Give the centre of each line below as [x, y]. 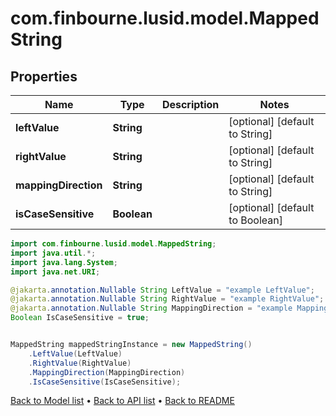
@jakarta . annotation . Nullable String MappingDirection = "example [151, 308]
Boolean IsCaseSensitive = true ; [80, 318]
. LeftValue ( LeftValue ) [75, 353]
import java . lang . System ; [64, 262]
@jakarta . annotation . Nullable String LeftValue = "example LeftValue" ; [162, 290]
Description [190, 104]
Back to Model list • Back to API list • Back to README [122, 401]
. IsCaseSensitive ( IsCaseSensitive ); [105, 382]
